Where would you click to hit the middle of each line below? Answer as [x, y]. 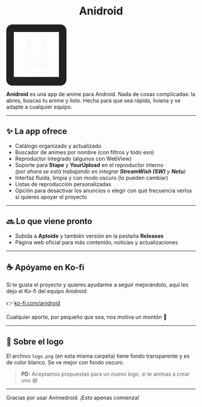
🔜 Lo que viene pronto [49, 221]
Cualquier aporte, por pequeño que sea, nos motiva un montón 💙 [87, 317]
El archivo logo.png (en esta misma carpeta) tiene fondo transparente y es [98, 356]
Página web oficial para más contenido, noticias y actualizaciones [96, 242]
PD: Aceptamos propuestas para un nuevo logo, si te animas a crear [106, 374]
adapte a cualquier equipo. [39, 107]
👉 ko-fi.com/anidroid [33, 303]
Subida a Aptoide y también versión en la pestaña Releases [89, 236]
